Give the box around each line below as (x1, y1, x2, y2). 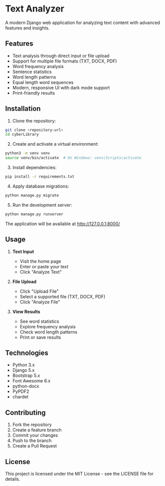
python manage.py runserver (5, 211, 64, 217)
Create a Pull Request (12, 443, 57, 449)
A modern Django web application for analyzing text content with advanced (5, 20, 161, 26)
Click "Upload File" (19, 288, 59, 294)
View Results (12, 308, 41, 314)
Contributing (5, 408, 46, 417)
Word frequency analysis (12, 63, 64, 69)
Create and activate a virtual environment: (12, 141, 99, 147)
